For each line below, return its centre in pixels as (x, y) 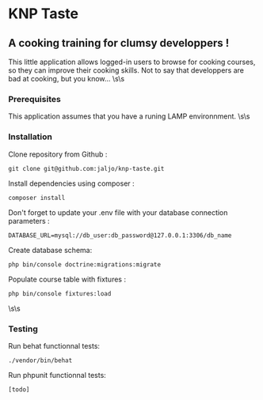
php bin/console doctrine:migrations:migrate (84, 264)
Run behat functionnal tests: (54, 345)
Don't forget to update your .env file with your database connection (118, 212)
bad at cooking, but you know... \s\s (67, 79)
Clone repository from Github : (58, 154)
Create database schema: (50, 250)
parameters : (29, 221)
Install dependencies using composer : (71, 183)
